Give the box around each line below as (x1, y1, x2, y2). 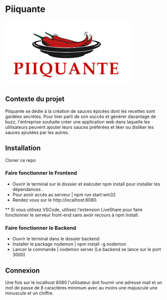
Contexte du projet (5, 95, 65, 103)
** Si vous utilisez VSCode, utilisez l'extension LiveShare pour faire (5, 206, 143, 212)
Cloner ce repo (5, 157, 36, 163)
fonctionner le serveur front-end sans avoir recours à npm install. (5, 211, 139, 218)
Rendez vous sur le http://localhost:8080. (12, 196, 98, 203)
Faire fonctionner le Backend (5, 224, 76, 231)
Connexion (5, 266, 40, 274)
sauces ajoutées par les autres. (5, 129, 70, 135)
